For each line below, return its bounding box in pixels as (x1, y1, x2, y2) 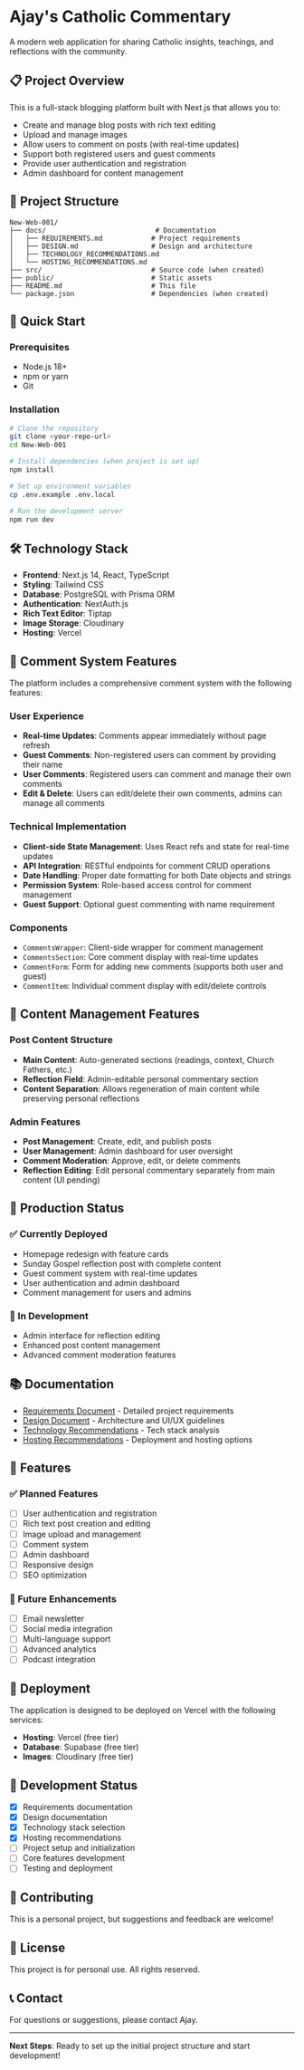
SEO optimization (22, 1569, 88, 1580)
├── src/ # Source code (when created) (9, 265, 265, 274)
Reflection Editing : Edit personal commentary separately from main (22, 1164, 276, 1175)
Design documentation (22, 1812, 108, 1823)
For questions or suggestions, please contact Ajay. (9, 2014, 198, 2025)
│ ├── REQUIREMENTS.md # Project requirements (9, 234, 242, 243)
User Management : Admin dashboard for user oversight (22, 1145, 233, 1156)
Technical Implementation (9, 820, 127, 833)
